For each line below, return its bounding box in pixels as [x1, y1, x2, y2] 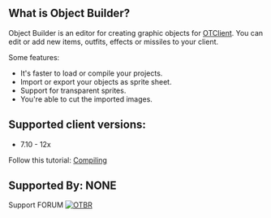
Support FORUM [8, 200, 63, 210]
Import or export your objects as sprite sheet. [19, 76, 172, 86]
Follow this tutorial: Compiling [8, 155, 108, 165]
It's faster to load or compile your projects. [19, 68, 163, 78]
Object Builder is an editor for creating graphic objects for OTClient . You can [8, 28, 264, 37]
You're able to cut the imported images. [19, 94, 153, 104]
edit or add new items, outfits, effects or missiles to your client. [8, 37, 219, 46]
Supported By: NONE [8, 179, 117, 193]
